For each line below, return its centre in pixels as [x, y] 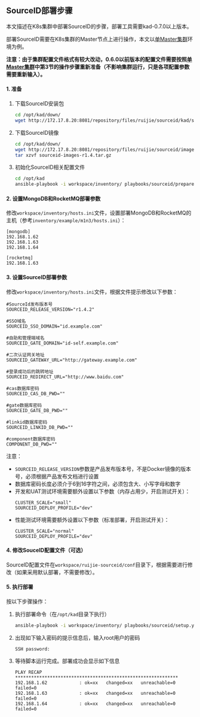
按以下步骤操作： [27, 601]
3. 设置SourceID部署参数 [37, 277]
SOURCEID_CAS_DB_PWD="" [36, 394]
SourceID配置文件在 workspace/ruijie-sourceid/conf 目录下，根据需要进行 [97, 564]
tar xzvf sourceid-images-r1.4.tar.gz [63, 155]
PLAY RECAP [28, 672]
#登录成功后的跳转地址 [30, 371]
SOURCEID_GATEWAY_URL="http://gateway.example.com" [72, 360]
